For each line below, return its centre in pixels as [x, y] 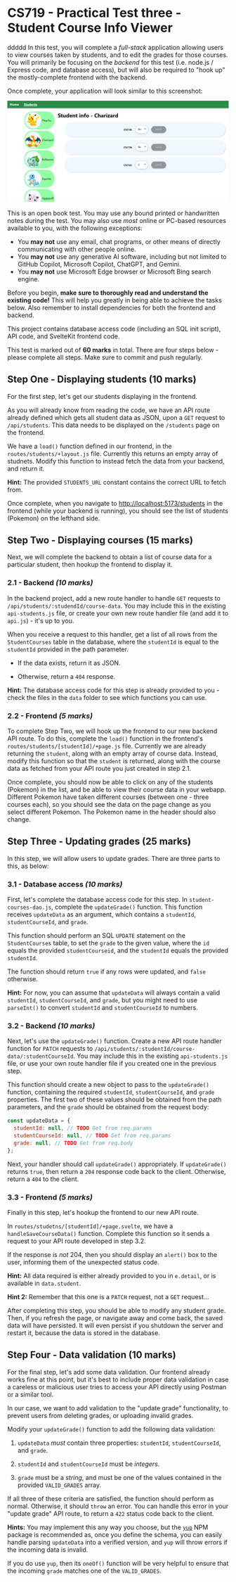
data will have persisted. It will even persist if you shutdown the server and [115, 1326]
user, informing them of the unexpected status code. [83, 1262]
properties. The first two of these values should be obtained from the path [114, 1099]
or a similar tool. [31, 1394]
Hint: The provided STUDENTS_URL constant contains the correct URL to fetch [117, 482]
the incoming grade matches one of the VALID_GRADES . [84, 1571]
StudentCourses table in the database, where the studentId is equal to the [113, 642]
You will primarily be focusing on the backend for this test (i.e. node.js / [111, 62]
